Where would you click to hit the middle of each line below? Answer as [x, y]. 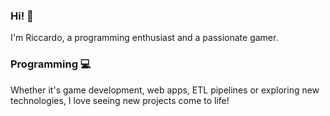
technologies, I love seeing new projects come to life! [120, 100]
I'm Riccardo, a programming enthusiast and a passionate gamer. [144, 38]
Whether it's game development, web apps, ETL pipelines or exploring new [165, 90]
